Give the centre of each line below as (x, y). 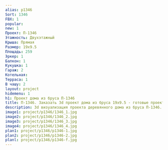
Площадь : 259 (19, 51)
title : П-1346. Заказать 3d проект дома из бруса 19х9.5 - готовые (77, 103)
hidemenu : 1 (17, 93)
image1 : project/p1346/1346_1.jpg (41, 112)
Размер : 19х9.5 (21, 47)
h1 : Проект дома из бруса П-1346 (40, 98)
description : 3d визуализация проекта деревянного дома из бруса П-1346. (84, 107)
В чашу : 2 (15, 84)
